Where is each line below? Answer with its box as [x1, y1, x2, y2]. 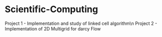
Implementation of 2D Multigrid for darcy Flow [5, 25, 101, 31]
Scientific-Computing [5, 4, 98, 15]
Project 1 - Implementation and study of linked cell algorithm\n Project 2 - [5, 20, 157, 26]
